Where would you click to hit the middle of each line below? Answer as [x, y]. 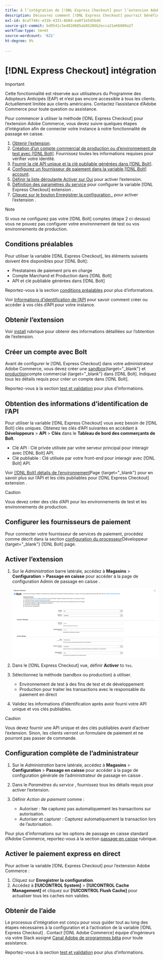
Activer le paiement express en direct [63, 854]
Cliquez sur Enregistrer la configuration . [53, 880]
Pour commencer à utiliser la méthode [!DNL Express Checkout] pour [74, 118]
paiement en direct [38, 694]
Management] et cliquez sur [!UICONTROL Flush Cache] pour [75, 890]
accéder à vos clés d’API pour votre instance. [50, 304]
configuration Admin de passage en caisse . [56, 581]
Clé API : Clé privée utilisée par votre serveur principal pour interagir [80, 448]
